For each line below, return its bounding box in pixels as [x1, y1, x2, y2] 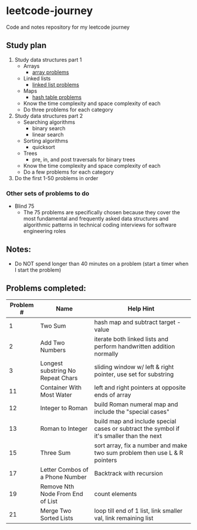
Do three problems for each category [23, 106, 113, 113]
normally [94, 349, 118, 357]
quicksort [32, 143, 56, 150]
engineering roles [23, 228, 66, 235]
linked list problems [32, 81, 79, 88]
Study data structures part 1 [14, 56, 82, 63]
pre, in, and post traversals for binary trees [32, 156, 135, 163]
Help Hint [128, 304, 155, 312]
